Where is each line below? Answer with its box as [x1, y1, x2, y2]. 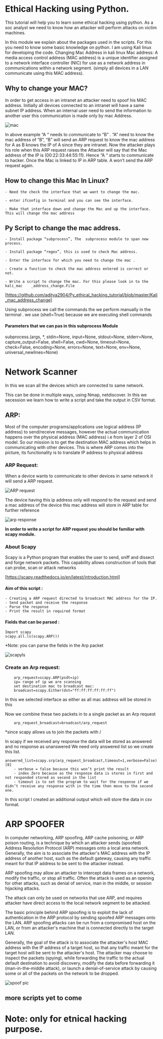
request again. [5, 162, 34, 168]
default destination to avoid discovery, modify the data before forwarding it [5, 960, 155, 966]
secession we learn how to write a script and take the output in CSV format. [5, 397, 156, 403]
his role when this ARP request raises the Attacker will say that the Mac [5, 147, 147, 153]
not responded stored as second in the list [5, 775, 97, 780]
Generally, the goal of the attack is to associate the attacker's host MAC [5, 939, 148, 945]
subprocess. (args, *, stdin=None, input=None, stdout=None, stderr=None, [5, 334, 154, 340]
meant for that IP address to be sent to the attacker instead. [5, 860, 124, 866]
